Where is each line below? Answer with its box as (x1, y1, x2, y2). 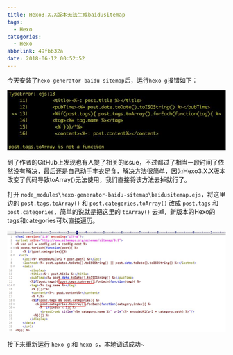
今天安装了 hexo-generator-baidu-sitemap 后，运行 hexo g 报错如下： (7, 76, 198, 84)
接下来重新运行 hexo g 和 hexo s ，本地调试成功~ (7, 340, 145, 348)
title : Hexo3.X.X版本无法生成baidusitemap (7, 11, 126, 18)
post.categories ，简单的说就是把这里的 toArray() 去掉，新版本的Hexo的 (7, 208, 216, 216)
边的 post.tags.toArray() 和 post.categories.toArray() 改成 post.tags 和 (7, 199, 219, 208)
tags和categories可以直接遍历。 (7, 216, 99, 225)
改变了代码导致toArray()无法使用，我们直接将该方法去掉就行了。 (7, 176, 191, 184)
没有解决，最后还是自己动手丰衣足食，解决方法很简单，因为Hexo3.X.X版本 (12, 167, 226, 175)
